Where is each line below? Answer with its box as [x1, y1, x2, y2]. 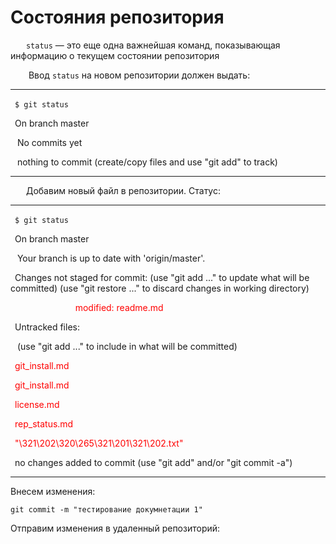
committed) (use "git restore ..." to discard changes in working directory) [10, 282, 310, 294]
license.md [14, 398, 60, 410]
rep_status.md [14, 417, 74, 430]
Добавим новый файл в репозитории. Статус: [25, 184, 221, 196]
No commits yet [16, 136, 83, 148]
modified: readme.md [74, 301, 164, 313]
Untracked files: [14, 321, 80, 333]
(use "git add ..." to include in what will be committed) [16, 340, 238, 352]
